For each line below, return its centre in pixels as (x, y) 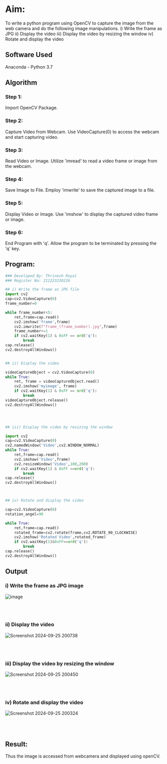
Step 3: (14, 150)
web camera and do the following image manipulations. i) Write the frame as (84, 28)
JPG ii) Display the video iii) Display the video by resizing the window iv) (79, 34)
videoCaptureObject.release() (37, 400)
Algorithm (21, 83)
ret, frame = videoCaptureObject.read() (57, 382)
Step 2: (14, 121)
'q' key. (13, 248)
